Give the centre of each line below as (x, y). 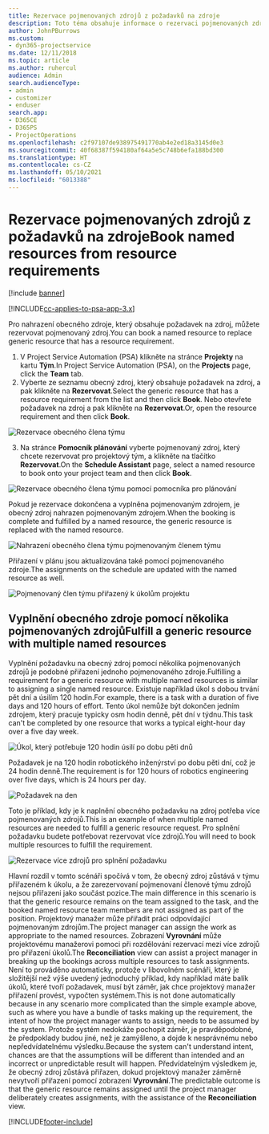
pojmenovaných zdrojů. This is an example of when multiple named (118, 819)
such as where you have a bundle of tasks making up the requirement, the (130, 1012)
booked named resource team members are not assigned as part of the (126, 910)
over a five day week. (44, 731)
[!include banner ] (37, 293)
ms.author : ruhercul (43, 68)
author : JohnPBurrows (44, 30)
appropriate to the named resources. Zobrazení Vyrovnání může (115, 935)
